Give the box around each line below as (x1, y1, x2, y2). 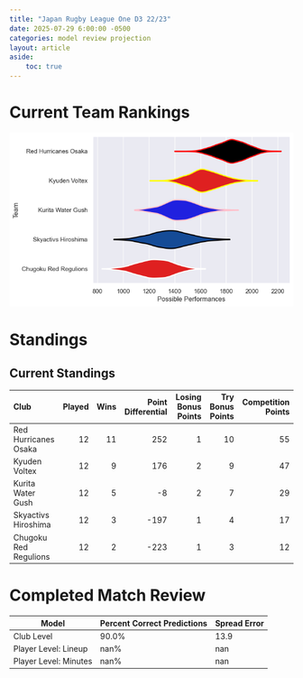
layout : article (9, 43, 70, 52)
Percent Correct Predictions (99, 618, 207, 628)
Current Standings (9, 366, 115, 381)
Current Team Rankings (9, 102, 190, 123)
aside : (9, 52, 34, 62)
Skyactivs (13, 510, 50, 521)
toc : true (25, 62, 63, 71)
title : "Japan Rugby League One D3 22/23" (9, 14, 171, 23)
